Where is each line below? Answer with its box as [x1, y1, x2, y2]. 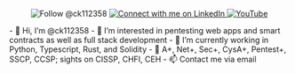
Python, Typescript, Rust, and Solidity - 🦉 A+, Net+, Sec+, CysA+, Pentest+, [9, 44, 287, 55]
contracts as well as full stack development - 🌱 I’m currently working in [9, 35, 269, 45]
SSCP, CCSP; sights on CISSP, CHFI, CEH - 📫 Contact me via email [9, 54, 257, 64]
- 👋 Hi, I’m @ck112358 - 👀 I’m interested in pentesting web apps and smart [9, 26, 281, 35]
